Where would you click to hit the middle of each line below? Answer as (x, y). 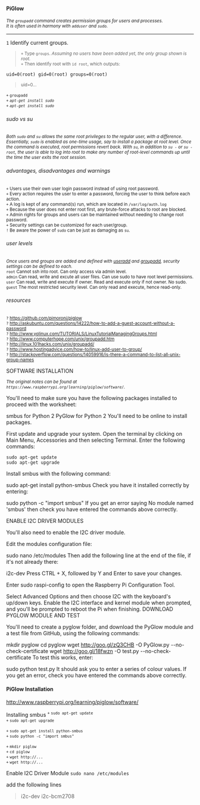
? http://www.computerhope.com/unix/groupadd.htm (60, 339)
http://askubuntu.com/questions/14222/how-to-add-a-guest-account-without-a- (93, 324)
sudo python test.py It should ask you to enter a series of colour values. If (96, 669)
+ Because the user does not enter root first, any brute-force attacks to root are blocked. (96, 209)
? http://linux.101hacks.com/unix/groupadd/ (50, 344)
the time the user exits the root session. (46, 158)
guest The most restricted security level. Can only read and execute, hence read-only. (94, 287)
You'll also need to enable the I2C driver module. (66, 532)
